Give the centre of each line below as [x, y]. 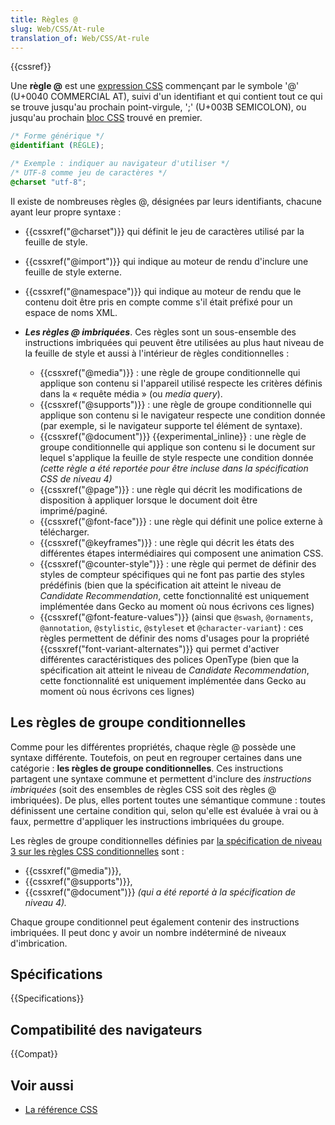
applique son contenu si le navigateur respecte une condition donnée [182, 415]
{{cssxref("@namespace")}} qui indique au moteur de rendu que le [163, 291]
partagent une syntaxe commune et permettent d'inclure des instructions [161, 778]
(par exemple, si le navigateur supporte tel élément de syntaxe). [171, 425]
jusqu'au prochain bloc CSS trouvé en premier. [106, 118]
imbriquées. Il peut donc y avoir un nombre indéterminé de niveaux [148, 932]
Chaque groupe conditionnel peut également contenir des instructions [155, 922]
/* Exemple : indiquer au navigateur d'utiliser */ [120, 164]
